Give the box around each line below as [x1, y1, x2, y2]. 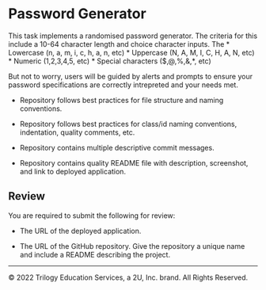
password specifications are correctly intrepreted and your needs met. [8, 80, 239, 90]
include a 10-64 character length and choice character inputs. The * [8, 39, 230, 48]
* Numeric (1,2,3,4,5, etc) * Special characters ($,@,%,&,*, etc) [8, 56, 211, 66]
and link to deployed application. [19, 166, 127, 176]
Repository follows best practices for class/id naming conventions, [19, 119, 237, 128]
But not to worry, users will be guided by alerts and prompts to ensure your [8, 71, 253, 81]
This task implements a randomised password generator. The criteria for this [8, 31, 258, 40]
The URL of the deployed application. [19, 226, 142, 235]
